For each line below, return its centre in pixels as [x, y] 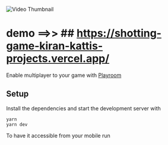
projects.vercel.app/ [58, 59]
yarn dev [17, 124]
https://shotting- [119, 33]
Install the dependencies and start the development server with [84, 108]
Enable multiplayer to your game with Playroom [64, 75]
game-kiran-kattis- [54, 46]
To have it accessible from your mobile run [58, 135]
